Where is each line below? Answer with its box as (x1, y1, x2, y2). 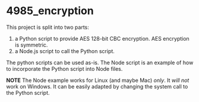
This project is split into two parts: (6, 24, 89, 31)
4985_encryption (6, 4, 94, 18)
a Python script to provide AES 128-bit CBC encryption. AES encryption (14, 35, 190, 42)
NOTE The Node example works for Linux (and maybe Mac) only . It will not (6, 77, 189, 84)
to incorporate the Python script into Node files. (6, 65, 123, 72)
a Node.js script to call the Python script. (14, 47, 115, 54)
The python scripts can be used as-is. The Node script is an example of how (6, 59, 194, 66)
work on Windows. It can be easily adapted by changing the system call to (6, 83, 188, 90)
